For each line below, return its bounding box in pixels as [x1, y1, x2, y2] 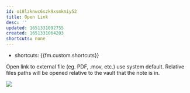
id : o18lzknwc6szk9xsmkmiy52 [6, 8, 77, 15]
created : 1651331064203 [6, 30, 64, 36]
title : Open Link [6, 14, 49, 20]
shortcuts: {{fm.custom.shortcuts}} [14, 52, 99, 58]
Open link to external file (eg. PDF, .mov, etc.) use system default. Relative [6, 63, 185, 70]
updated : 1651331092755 [6, 25, 64, 31]
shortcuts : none [6, 36, 46, 42]
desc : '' [6, 19, 27, 25]
